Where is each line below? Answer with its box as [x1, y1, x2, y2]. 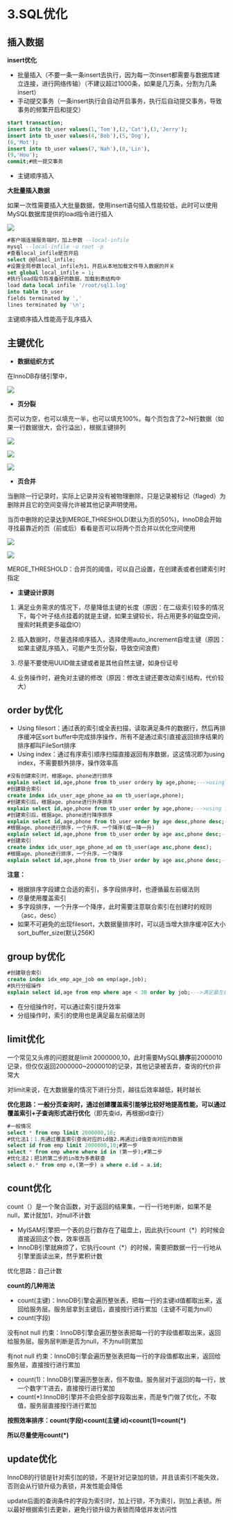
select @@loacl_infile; [7, 256, 76, 263]
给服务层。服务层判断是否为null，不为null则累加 [7, 1336, 144, 1345]
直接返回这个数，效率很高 [17, 1234, 91, 1243]
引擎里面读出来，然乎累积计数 [17, 1252, 103, 1260]
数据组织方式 [17, 357, 54, 365]
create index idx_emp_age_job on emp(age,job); [7, 976, 148, 983]
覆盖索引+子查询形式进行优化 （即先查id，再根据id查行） [7, 1108, 168, 1117]
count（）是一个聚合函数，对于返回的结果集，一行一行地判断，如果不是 [7, 1202, 212, 1211]
